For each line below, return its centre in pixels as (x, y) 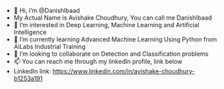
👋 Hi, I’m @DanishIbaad (47, 11)
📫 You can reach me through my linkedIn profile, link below (98, 61)
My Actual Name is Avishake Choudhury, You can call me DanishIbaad (113, 18)
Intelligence (30, 32)
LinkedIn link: (32, 71)
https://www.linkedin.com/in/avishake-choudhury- (124, 71)
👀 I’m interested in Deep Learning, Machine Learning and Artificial (107, 25)
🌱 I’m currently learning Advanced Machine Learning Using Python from (115, 39)
